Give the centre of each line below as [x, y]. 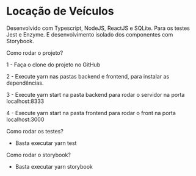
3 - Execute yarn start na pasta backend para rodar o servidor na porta [96, 94]
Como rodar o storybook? [39, 155]
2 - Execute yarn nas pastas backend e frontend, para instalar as [88, 76]
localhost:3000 [25, 119]
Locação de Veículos [60, 11]
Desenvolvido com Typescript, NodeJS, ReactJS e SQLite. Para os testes [98, 28]
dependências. [25, 83]
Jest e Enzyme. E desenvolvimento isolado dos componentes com [90, 34]
